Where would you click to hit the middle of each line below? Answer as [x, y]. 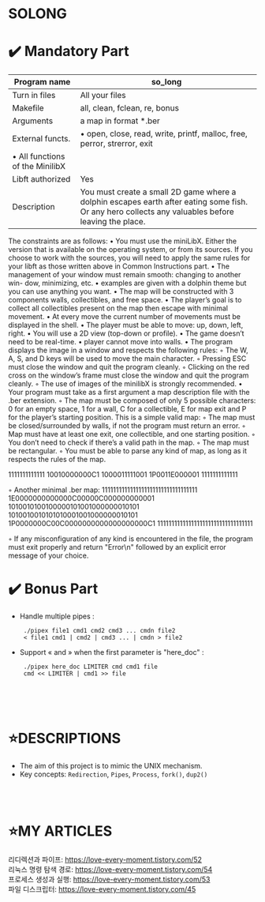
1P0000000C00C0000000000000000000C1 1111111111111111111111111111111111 [131, 524]
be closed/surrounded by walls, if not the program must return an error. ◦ [127, 426]
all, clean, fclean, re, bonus [130, 108]
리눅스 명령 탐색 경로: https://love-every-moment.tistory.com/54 [110, 869]
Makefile [28, 108]
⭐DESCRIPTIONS [65, 739]
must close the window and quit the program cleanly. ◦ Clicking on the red [129, 367]
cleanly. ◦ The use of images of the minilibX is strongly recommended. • [125, 384]
